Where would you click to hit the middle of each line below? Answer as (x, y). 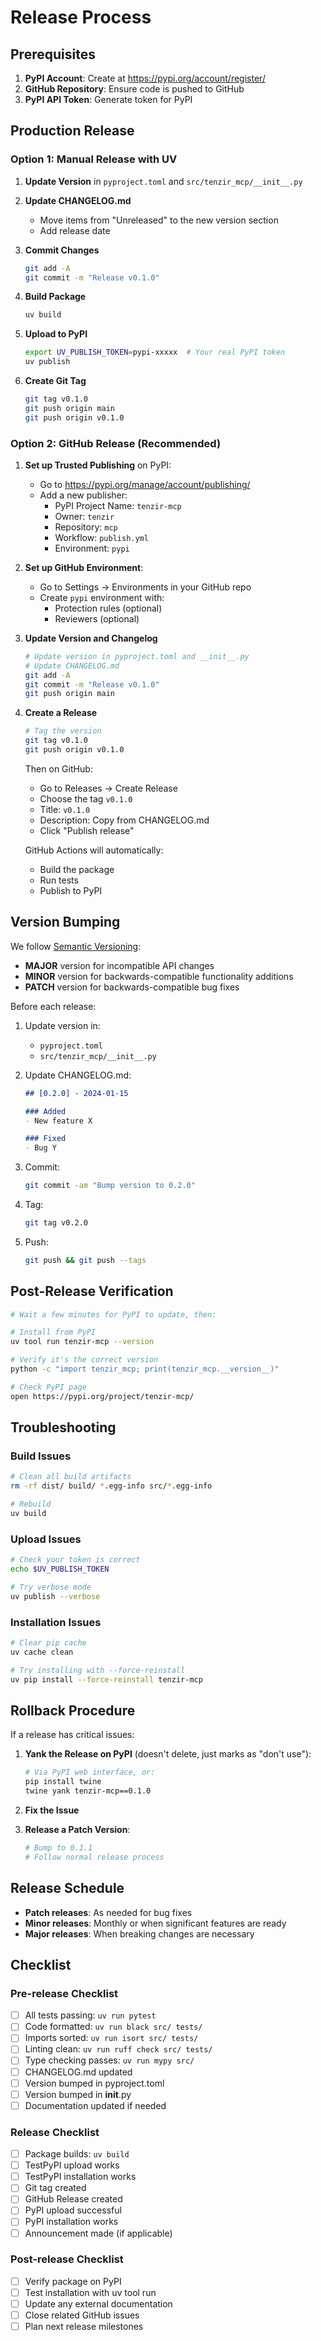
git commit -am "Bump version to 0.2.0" (110, 1186)
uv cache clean (42, 1652)
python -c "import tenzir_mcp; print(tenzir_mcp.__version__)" (145, 1369)
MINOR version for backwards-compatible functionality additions (159, 976)
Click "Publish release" (87, 830)
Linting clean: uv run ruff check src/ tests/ (118, 2049)
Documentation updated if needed (95, 2105)
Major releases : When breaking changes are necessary (139, 1933)
